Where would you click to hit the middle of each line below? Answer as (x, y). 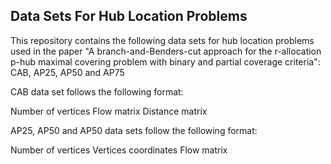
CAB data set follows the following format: (97, 91)
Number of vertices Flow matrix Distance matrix (109, 111)
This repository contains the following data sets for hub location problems (162, 40)
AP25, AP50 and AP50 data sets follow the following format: (134, 130)
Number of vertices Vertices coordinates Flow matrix (119, 150)
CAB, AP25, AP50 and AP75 (67, 72)
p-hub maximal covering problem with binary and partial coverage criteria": (165, 61)
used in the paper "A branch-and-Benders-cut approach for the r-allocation (166, 51)
